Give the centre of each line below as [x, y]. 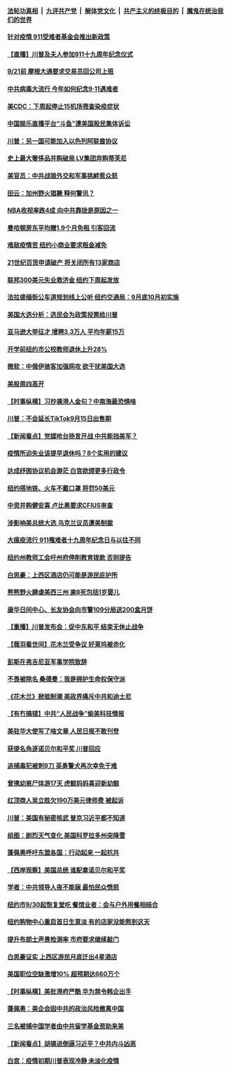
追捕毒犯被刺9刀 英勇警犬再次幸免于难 [62, 766]
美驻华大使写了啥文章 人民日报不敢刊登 [63, 731]
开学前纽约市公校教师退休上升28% [57, 349]
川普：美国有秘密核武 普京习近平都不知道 [66, 818]
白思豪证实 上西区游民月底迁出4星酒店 [62, 957]
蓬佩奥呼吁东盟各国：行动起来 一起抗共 [63, 853]
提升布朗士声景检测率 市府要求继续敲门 [63, 939]
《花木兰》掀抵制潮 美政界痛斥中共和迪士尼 [69, 696]
